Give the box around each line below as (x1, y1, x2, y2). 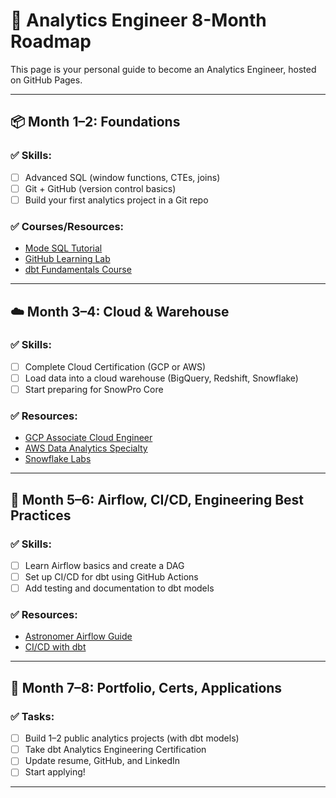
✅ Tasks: (10, 709, 55, 723)
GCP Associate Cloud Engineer (24, 432, 153, 444)
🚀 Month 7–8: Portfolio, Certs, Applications (10, 679, 283, 696)
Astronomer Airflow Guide (24, 630, 133, 643)
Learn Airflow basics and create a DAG (24, 559, 185, 571)
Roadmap (10, 30, 92, 53)
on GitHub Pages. (10, 74, 83, 86)
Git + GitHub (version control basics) (24, 182, 177, 194)
